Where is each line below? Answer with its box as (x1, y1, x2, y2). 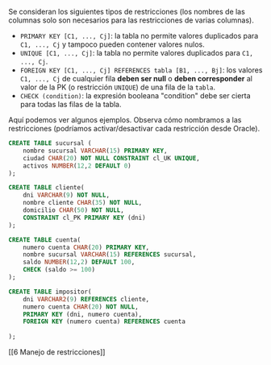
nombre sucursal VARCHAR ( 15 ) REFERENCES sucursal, (23, 251, 197, 259)
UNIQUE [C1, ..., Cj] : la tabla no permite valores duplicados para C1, (19, 48, 254, 57)
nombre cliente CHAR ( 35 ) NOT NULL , (23, 199, 143, 207)
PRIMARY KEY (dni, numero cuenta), (23, 310, 143, 318)
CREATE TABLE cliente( (8, 184, 85, 192)
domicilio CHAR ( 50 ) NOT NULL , (23, 206, 125, 214)
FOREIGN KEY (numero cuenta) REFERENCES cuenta (23, 317, 186, 326)
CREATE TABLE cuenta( (8, 235, 81, 244)
